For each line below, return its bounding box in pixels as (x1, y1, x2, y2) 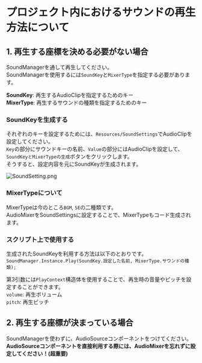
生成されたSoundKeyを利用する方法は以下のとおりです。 (6, 250, 147, 257)
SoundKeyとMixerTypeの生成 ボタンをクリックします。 (6, 153, 133, 160)
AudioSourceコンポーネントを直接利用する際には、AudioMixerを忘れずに (6, 342, 191, 350)
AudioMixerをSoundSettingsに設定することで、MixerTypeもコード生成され (6, 211, 191, 218)
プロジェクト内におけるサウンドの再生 (6, 5, 197, 19)
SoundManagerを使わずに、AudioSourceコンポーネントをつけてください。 (6, 335, 192, 342)
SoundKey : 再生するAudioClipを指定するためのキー (6, 92, 133, 98)
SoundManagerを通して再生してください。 (6, 64, 112, 71)
